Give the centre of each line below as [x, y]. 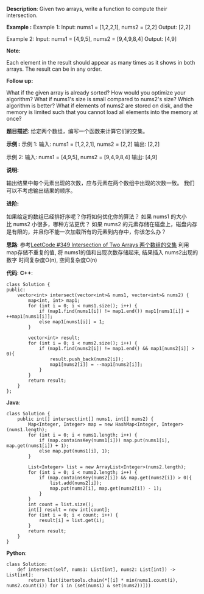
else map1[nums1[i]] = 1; [72, 322]
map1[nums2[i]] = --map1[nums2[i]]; [96, 365]
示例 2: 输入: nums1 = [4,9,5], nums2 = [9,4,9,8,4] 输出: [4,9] [82, 157]
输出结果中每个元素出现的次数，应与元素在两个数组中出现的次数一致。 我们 [100, 183]
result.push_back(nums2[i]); [86, 359]
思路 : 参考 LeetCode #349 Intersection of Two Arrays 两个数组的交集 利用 [98, 245]
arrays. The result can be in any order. [54, 69]
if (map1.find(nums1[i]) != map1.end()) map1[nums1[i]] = [114, 311]
